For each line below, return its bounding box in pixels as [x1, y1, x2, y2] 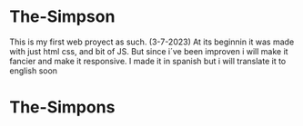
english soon [9, 65, 57, 76]
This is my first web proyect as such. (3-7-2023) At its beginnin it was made [9, 36, 295, 47]
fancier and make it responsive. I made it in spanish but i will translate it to [9, 55, 287, 66]
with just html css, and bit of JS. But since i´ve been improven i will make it [9, 45, 288, 56]
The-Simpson [9, 6, 116, 27]
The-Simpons [9, 97, 116, 118]
